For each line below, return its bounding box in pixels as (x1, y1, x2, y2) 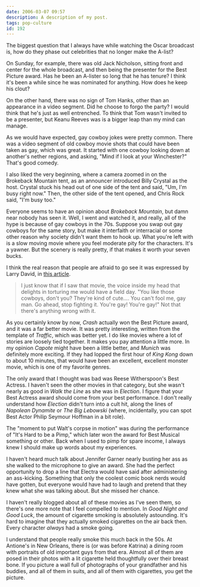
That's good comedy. (6, 159, 59, 166)
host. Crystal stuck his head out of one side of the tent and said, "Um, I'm (6, 184, 187, 191)
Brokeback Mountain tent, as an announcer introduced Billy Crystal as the (6, 177, 187, 184)
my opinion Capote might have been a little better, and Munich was (6, 345, 171, 352)
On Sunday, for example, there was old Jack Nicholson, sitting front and (6, 60, 183, 67)
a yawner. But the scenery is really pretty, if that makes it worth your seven (6, 246, 190, 253)
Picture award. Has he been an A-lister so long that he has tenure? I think (6, 72, 186, 80)
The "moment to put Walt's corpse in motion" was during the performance (6, 425, 189, 432)
